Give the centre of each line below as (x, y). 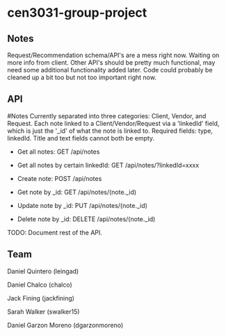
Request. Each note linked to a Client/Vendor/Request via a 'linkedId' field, (113, 123)
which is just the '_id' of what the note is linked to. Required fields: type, (110, 131)
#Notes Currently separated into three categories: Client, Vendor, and (107, 115)
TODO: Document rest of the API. (55, 232)
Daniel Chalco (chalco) (40, 285)
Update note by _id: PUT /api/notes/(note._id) (82, 205)
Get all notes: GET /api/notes (58, 152)
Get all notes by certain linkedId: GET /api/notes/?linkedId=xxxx (108, 165)
